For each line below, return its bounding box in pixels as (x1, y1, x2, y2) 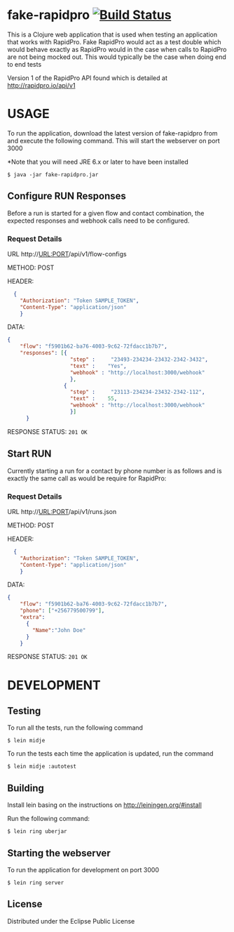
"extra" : (20, 614, 46, 621)
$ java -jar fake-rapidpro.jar (7, 171, 99, 178)
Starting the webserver (7, 847, 111, 859)
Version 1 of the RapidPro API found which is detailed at (7, 74, 168, 82)
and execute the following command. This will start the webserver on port (7, 136, 221, 145)
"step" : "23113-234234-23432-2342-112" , (69, 388, 205, 396)
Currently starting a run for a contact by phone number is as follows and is (7, 466, 222, 475)
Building (7, 782, 44, 794)
